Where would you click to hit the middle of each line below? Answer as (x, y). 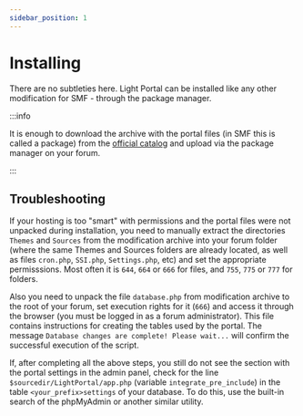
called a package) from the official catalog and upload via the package (142, 143)
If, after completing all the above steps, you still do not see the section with (150, 363)
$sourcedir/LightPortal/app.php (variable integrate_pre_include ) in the (145, 382)
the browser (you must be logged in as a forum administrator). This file (142, 317)
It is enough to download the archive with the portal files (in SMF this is (142, 133)
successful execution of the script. (74, 345)
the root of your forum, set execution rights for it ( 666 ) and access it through (151, 307)
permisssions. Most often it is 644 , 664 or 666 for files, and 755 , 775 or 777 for (151, 269)
